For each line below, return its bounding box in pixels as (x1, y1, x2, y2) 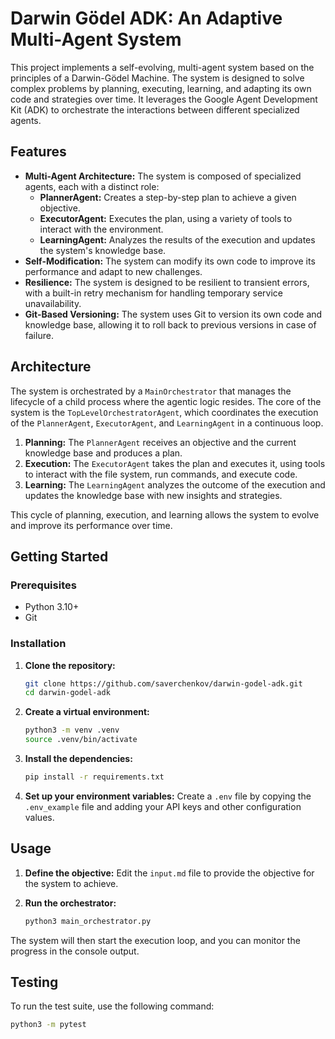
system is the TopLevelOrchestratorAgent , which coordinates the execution (10, 406, 319, 418)
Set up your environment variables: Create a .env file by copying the (24, 790, 312, 802)
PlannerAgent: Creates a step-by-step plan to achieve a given (39, 191, 297, 203)
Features (10, 143, 67, 161)
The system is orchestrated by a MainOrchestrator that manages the (10, 385, 292, 397)
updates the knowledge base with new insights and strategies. (24, 489, 283, 501)
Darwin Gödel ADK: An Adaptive (10, 7, 283, 30)
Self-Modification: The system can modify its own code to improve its (24, 255, 316, 267)
